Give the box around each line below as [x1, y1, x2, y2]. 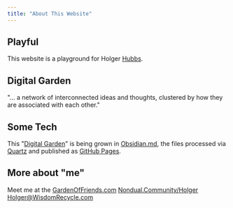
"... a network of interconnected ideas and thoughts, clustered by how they [7, 94, 223, 102]
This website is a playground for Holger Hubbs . [7, 54, 143, 63]
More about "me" [7, 167, 85, 179]
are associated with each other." [7, 101, 100, 109]
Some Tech [7, 121, 57, 133]
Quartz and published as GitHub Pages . [7, 147, 121, 156]
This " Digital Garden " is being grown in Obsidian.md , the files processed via [7, 140, 226, 148]
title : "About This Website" [7, 10, 92, 17]
